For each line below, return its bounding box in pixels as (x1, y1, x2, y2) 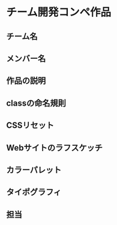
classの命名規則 (6, 98, 66, 108)
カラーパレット (6, 164, 62, 175)
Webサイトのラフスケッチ (6, 142, 103, 153)
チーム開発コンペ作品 (6, 5, 112, 19)
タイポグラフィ (6, 187, 62, 197)
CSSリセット (6, 121, 55, 131)
